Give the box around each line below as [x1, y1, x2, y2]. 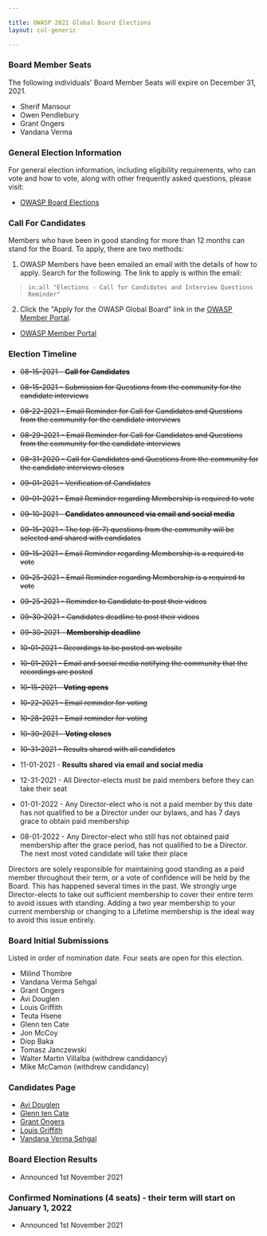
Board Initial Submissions [8, 935, 109, 946]
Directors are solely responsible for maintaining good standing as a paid [8, 864, 245, 873]
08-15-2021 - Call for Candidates [19, 367, 130, 376]
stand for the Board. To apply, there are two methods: [8, 244, 185, 254]
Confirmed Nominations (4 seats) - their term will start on [8, 1192, 236, 1203]
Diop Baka [19, 1036, 54, 1046]
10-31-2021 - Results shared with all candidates [19, 744, 175, 753]
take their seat [19, 784, 68, 793]
